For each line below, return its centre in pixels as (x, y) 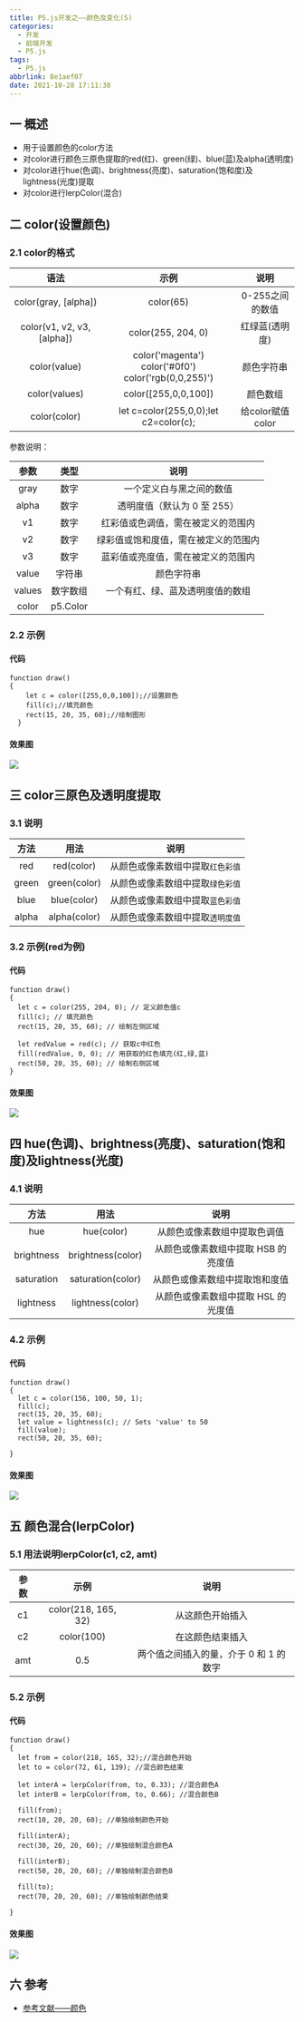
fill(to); (36, 1887)
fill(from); (40, 1811)
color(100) (82, 1637)
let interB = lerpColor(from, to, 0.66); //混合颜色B (118, 1795)
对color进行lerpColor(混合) (72, 193)
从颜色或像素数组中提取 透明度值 (176, 918)
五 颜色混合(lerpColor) (72, 1526)
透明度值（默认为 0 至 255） (178, 506)
